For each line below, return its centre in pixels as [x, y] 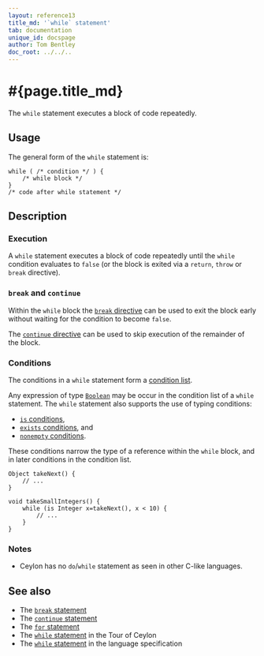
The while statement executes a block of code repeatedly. [102, 113]
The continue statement [58, 619]
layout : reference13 [42, 15]
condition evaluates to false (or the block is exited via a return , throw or [125, 264]
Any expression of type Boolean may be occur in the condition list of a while [131, 395]
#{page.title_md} [66, 91]
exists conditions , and [56, 428]
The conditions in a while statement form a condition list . [100, 380]
